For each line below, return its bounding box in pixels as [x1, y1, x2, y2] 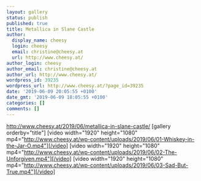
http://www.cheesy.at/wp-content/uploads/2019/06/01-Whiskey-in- [23, 135, 195, 142]
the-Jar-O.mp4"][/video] [6, 142, 69, 149]
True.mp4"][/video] [6, 168, 55, 175]
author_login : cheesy [6, 60, 62, 66]
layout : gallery [6, 9, 48, 15]
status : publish [6, 15, 48, 21]
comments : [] [6, 105, 40, 112]
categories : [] [6, 100, 45, 106]
